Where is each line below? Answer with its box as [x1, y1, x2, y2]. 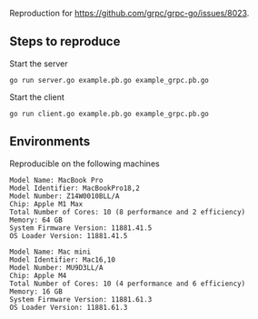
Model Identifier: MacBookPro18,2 [9, 184, 141, 193]
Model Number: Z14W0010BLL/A [9, 191, 120, 201]
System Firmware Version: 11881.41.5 [9, 223, 153, 233]
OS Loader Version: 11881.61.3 [9, 303, 128, 312]
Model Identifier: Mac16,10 [9, 254, 116, 264]
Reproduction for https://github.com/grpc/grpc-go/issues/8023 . [9, 8, 250, 18]
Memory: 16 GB [9, 286, 64, 296]
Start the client [9, 91, 65, 103]
